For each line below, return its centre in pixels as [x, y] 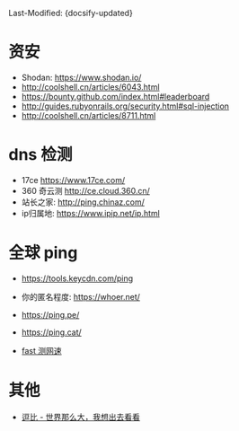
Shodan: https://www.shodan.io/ [81, 77]
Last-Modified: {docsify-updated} [71, 13]
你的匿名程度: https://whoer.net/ [81, 296]
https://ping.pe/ [50, 314]
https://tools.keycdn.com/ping [77, 278]
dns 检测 [40, 155]
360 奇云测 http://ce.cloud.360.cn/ [85, 190]
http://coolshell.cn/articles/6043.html [90, 87]
